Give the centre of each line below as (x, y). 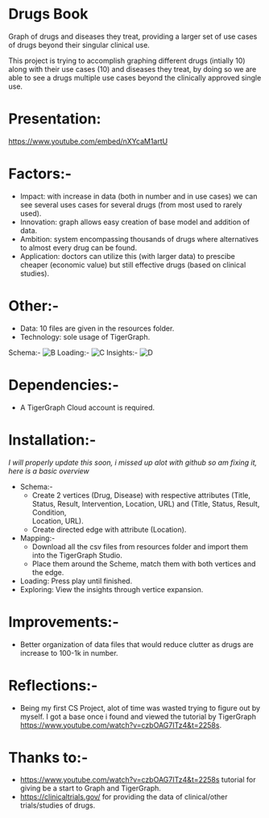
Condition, (49, 512)
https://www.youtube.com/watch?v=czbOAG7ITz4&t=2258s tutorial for (138, 780)
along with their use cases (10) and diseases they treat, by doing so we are (132, 69)
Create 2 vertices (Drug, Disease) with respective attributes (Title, (141, 495)
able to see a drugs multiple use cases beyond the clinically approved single (135, 77)
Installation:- (52, 440)
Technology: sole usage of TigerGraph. (85, 336)
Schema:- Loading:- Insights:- (73, 353)
